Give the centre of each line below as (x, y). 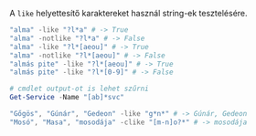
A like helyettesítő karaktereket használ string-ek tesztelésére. (129, 13)
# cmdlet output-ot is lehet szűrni (79, 89)
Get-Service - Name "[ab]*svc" (67, 98)
